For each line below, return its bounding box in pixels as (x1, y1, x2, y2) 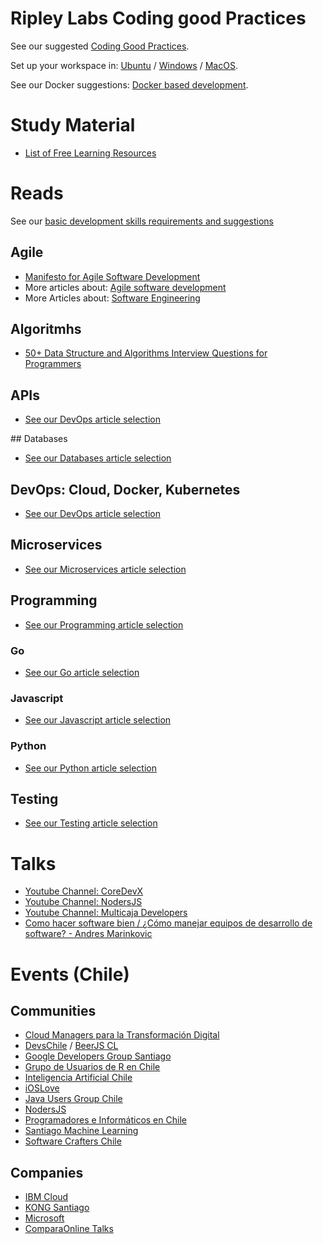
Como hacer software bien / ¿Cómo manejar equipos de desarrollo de (24, 917, 313, 929)
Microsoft (24, 1212, 65, 1224)
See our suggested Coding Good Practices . (10, 40, 190, 52)
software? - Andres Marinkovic (24, 928, 153, 940)
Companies (10, 1164, 84, 1181)
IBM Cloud (24, 1191, 69, 1203)
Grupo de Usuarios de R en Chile (24, 1061, 161, 1073)
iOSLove (24, 1082, 60, 1094)
